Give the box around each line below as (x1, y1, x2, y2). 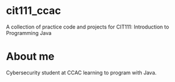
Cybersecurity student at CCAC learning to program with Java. (6, 69, 157, 76)
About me (6, 50, 55, 63)
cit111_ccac (6, 4, 61, 17)
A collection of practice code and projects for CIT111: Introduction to (6, 23, 169, 30)
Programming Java (6, 29, 52, 36)
